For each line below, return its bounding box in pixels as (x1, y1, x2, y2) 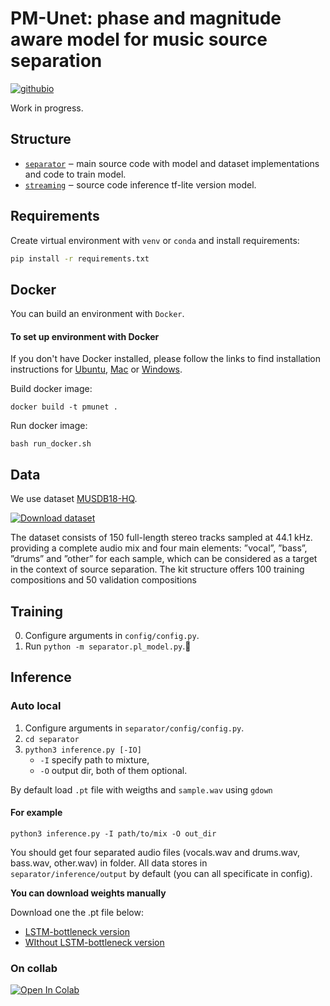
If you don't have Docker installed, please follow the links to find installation (10, 353, 322, 365)
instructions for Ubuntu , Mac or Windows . (10, 363, 183, 376)
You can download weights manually (10, 887, 167, 899)
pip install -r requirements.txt (10, 253, 150, 264)
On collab (10, 961, 58, 975)
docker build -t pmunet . (10, 402, 118, 412)
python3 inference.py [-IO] (24, 745, 142, 755)
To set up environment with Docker (10, 330, 160, 342)
